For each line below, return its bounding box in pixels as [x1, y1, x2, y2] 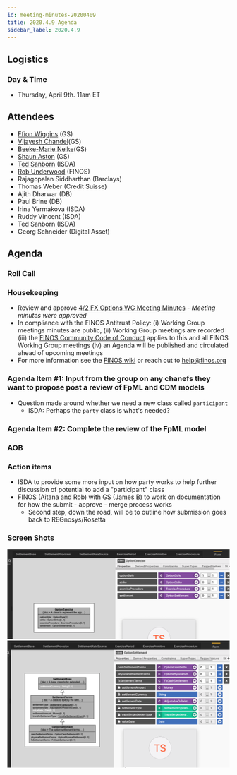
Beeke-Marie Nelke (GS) [17, 145, 87, 153]
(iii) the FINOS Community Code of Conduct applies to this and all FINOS [17, 334, 229, 342]
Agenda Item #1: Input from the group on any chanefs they [7, 374, 211, 384]
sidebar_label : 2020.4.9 [7, 26, 80, 33]
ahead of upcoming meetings [17, 349, 104, 357]
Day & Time [7, 74, 47, 84]
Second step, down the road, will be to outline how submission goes [28, 507, 227, 516]
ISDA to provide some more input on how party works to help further [17, 477, 217, 486]
